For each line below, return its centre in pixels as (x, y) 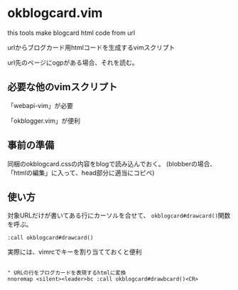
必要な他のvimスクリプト (63, 87)
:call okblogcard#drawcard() (50, 238)
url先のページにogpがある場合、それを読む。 (73, 63)
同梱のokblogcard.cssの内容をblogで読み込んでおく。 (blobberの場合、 (112, 163)
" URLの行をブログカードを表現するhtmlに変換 (67, 273)
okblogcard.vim (55, 13)
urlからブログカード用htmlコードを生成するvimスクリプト (91, 47)
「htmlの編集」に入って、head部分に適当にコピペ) (81, 173)
